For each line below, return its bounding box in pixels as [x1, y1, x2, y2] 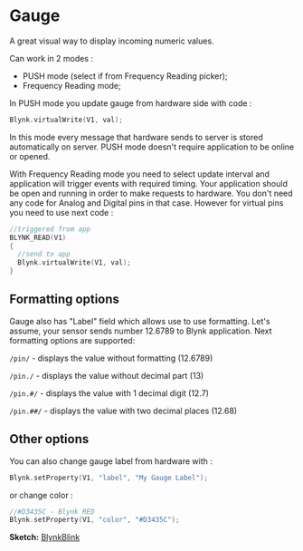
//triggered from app [9, 224, 91, 234]
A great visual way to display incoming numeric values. [9, 35, 214, 46]
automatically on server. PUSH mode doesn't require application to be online [9, 141, 295, 152]
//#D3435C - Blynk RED [9, 507, 95, 517]
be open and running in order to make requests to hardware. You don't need [9, 188, 293, 198]
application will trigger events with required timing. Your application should [9, 178, 288, 188]
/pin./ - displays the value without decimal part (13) [9, 370, 204, 381]
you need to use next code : [9, 207, 114, 217]
